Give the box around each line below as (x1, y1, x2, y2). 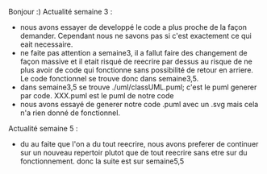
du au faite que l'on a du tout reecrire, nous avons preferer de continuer (19, 139, 259, 148)
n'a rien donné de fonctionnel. (19, 108, 121, 118)
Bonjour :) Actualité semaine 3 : (8, 7, 113, 16)
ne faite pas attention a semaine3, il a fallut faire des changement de (19, 48, 248, 57)
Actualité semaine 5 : (8, 124, 78, 133)
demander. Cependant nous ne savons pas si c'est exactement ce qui (19, 31, 252, 40)
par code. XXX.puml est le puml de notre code (19, 91, 174, 100)
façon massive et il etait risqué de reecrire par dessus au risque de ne (19, 56, 252, 66)
